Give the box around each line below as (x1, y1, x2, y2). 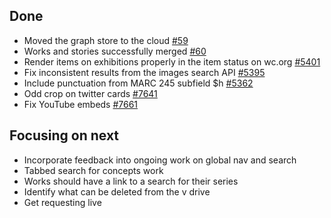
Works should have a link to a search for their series (23, 175, 239, 187)
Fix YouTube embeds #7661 (23, 98, 139, 110)
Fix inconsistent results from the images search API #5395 (23, 66, 266, 78)
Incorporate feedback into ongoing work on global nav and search (23, 154, 297, 166)
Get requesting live (23, 196, 102, 208)
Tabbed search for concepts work (23, 164, 164, 176)
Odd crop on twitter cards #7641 (23, 87, 158, 99)
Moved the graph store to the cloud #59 (23, 34, 189, 46)
